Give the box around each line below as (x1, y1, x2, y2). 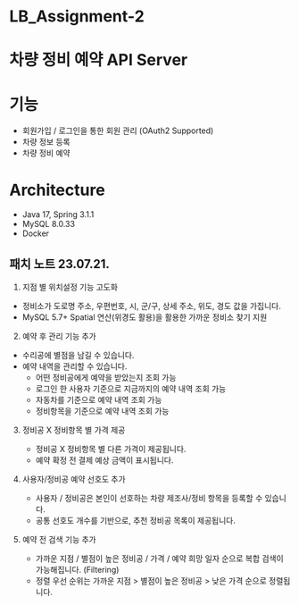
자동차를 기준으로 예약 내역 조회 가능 (35, 395, 162, 406)
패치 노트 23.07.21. (9, 256, 110, 272)
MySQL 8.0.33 (21, 219, 76, 230)
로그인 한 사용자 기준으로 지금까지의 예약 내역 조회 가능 (35, 383, 227, 394)
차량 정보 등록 (21, 137, 71, 147)
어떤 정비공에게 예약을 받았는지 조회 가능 (35, 373, 177, 383)
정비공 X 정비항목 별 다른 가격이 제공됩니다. (35, 444, 187, 455)
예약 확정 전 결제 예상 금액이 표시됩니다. (35, 455, 174, 466)
